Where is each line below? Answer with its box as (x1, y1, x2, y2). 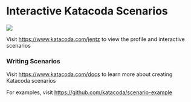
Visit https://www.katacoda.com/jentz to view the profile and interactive (6, 35, 186, 43)
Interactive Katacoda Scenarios (6, 4, 168, 18)
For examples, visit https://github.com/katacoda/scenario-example (6, 89, 172, 96)
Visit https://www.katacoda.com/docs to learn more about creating (6, 71, 173, 78)
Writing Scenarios (6, 57, 60, 65)
